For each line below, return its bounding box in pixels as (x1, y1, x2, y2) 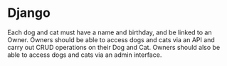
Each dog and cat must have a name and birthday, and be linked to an (7, 28, 212, 37)
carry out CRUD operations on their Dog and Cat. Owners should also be (7, 43, 221, 51)
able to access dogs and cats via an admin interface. (7, 51, 162, 59)
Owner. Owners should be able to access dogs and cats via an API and (7, 35, 215, 44)
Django (7, 5, 51, 21)
